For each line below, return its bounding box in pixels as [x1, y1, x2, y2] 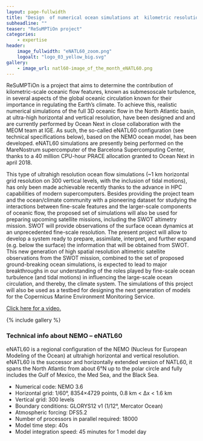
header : [6, 43, 26, 49]
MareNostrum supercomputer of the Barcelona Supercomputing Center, [6, 146, 185, 153]
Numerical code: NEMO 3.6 [14, 383, 83, 390]
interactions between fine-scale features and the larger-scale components [6, 203, 192, 210]
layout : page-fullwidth [6, 8, 66, 15]
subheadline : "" [6, 20, 47, 26]
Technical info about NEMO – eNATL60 [6, 331, 123, 340]
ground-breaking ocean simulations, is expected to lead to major [6, 261, 167, 268]
